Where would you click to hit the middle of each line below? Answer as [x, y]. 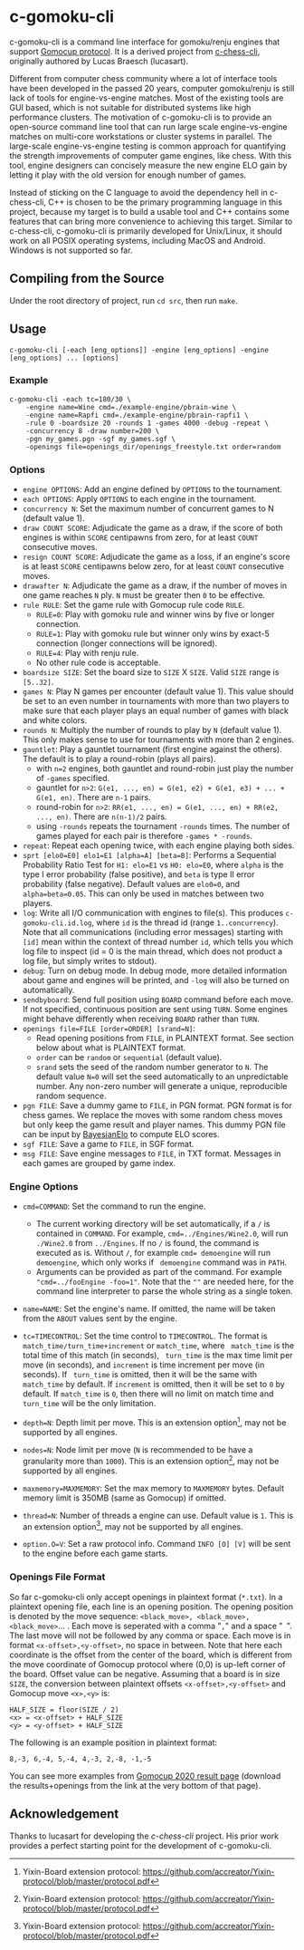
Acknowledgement [64, 1814]
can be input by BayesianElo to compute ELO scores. [121, 1134]
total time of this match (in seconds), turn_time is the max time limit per [157, 1356]
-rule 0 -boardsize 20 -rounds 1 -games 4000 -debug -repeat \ [147, 423]
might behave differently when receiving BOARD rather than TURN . [141, 1019]
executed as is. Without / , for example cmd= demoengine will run [153, 1253]
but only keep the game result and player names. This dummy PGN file [154, 1125]
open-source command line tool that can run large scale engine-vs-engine [148, 126]
